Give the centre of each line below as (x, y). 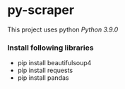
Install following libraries (50, 48)
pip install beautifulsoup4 (54, 63)
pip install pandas (43, 78)
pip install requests (45, 70)
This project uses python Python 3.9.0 (63, 29)
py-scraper (41, 10)
